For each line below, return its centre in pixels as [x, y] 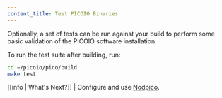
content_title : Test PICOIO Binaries [63, 14]
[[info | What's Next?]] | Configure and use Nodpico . [84, 87]
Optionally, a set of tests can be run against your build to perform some [111, 34]
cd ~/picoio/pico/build [42, 67]
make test [22, 74]
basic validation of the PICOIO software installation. [82, 41]
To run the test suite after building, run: [64, 55]
